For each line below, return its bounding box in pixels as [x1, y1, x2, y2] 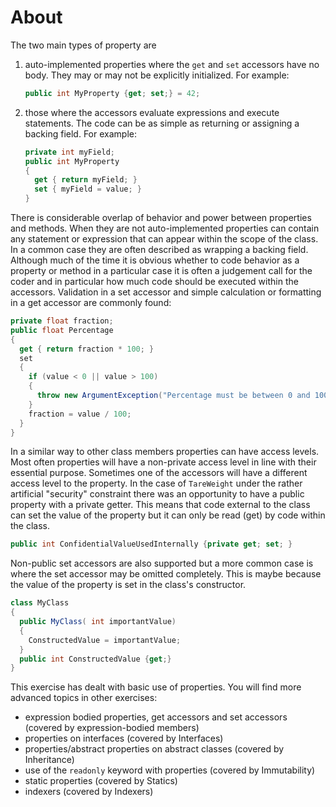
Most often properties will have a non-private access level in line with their [10, 456, 317, 468]
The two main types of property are [10, 39, 157, 51]
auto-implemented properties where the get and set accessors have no [24, 58, 320, 70]
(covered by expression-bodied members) [24, 722, 200, 734]
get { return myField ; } [34, 175, 138, 185]
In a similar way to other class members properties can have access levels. [10, 446, 320, 458]
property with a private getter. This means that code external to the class [10, 499, 311, 511]
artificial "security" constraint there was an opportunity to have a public [10, 488, 305, 500]
